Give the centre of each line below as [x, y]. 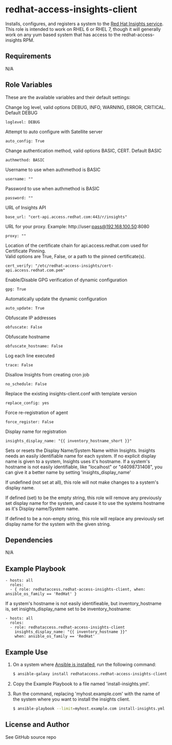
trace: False [19, 365]
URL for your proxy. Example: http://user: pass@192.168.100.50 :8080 [78, 226]
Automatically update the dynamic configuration [56, 299]
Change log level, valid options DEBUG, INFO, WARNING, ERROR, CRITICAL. [85, 107]
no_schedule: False [26, 384]
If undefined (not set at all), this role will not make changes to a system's [82, 482]
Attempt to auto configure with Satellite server [54, 132]
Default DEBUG [22, 113]
